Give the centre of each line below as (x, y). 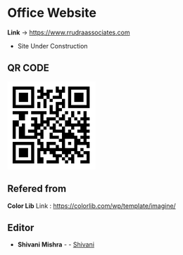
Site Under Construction (52, 46)
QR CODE (28, 68)
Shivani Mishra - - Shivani (56, 244)
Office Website (52, 13)
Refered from (37, 189)
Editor (21, 227)
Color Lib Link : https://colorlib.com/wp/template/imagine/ (91, 206)
